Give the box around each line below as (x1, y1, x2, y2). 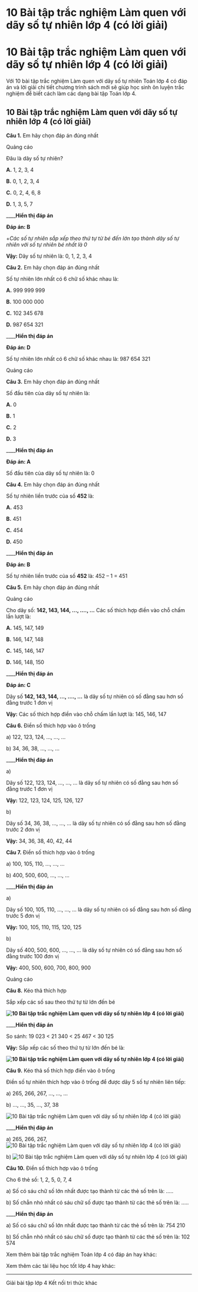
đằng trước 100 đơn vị (6, 952, 60, 959)
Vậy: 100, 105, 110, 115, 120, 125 (6, 923, 82, 931)
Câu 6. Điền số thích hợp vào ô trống (6, 722, 96, 729)
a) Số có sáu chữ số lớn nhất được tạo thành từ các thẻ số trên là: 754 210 (6, 1221, 186, 1229)
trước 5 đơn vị (6, 912, 40, 919)
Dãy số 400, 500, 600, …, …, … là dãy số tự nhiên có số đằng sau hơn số (6, 946, 183, 954)
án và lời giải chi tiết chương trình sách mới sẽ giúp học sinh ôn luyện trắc (6, 84, 184, 91)
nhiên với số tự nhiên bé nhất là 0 (6, 241, 87, 248)
